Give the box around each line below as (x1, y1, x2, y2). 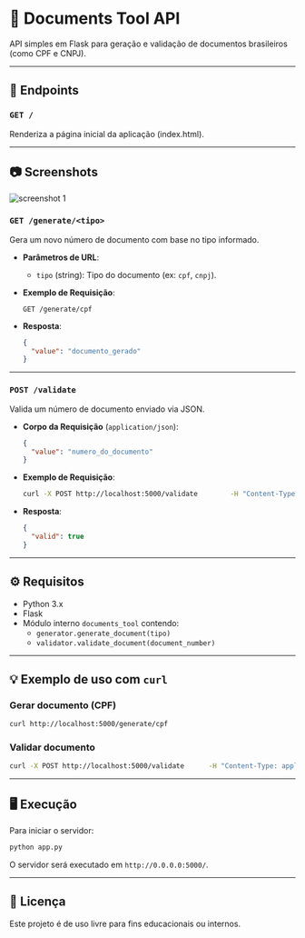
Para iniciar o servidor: (9, 825, 94, 836)
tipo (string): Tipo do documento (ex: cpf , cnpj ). (35, 269, 217, 280)
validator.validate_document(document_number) (35, 638, 216, 648)
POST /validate (9, 385, 77, 395)
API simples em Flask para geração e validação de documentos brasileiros (9, 38, 288, 49)
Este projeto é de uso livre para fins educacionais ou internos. (9, 918, 241, 929)
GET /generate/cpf (22, 304, 93, 314)
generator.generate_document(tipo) (35, 629, 171, 638)
